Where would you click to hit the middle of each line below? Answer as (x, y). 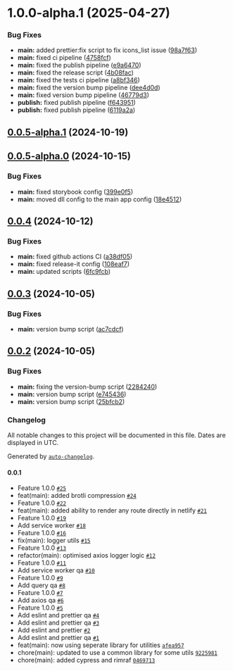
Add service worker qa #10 (56, 570)
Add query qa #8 (41, 585)
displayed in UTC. (33, 442)
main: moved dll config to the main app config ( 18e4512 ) (100, 199)
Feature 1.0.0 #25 (42, 488)
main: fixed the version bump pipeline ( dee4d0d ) (89, 88)
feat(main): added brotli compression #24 (77, 496)
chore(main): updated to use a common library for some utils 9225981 (118, 653)
